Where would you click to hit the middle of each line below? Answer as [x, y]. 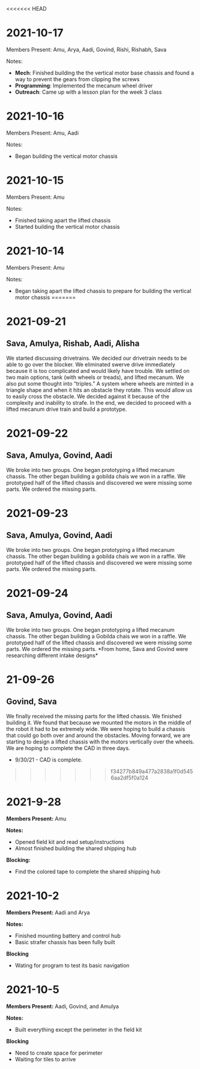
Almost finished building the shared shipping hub [76, 848]
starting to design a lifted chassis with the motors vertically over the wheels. [100, 742]
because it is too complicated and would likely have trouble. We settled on [98, 371]
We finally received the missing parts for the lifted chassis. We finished [94, 716]
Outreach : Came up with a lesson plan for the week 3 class [88, 92]
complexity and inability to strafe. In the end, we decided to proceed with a [99, 402]
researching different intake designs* [52, 655]
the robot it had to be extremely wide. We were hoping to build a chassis [96, 728]
